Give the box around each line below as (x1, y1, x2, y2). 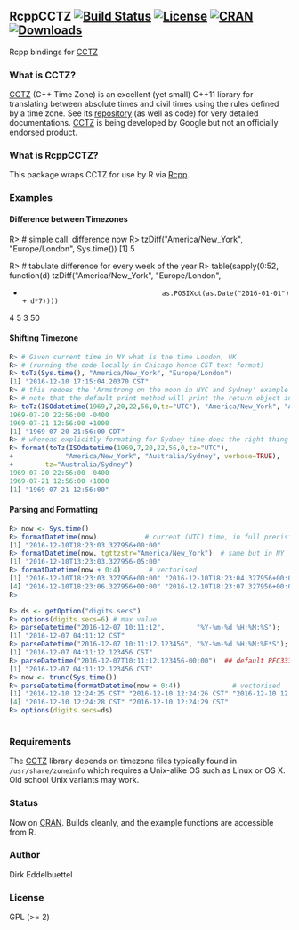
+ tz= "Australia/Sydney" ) (9, 460, 133, 469)
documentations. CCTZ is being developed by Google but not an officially (9, 118, 279, 128)
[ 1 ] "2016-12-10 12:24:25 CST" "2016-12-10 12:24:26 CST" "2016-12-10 (9, 689, 277, 698)
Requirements (9, 735, 72, 747)
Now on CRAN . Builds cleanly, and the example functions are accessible (9, 817, 274, 827)
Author (9, 849, 41, 861)
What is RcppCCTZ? (9, 149, 99, 161)
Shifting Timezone (9, 333, 78, 343)
